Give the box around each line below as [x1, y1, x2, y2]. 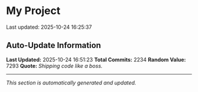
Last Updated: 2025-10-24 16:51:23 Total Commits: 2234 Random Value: [6, 56, 186, 63]
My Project [6, 4, 61, 18]
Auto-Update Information [6, 40, 101, 50]
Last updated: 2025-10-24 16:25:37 [6, 23, 93, 30]
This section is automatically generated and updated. [6, 79, 137, 86]
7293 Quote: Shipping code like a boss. [6, 62, 103, 69]
